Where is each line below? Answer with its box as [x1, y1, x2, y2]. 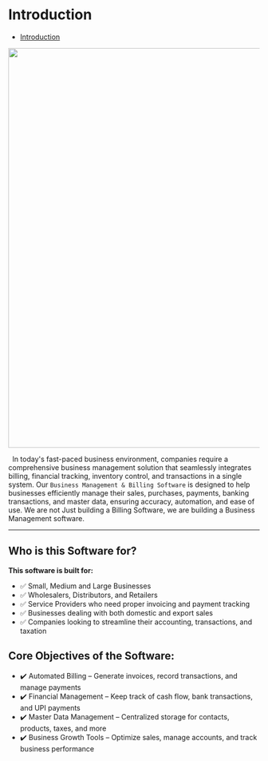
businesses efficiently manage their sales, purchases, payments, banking [8, 488, 250, 497]
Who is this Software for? [8, 544, 137, 558]
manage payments [19, 682, 81, 692]
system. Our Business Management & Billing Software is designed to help [8, 480, 250, 489]
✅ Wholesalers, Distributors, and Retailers [19, 590, 158, 600]
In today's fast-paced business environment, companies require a [11, 454, 229, 464]
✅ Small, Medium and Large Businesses [19, 581, 152, 591]
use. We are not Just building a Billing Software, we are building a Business [8, 505, 255, 515]
